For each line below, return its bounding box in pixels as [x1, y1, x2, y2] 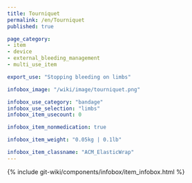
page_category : [7, 35, 51, 42]
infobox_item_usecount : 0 [7, 111, 81, 118]
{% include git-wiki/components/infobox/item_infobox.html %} [7, 167, 185, 176]
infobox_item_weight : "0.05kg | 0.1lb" [7, 136, 122, 144]
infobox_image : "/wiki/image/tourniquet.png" [7, 86, 140, 93]
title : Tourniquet [7, 10, 60, 17]
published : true [7, 23, 54, 30]
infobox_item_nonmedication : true [7, 124, 107, 131]
